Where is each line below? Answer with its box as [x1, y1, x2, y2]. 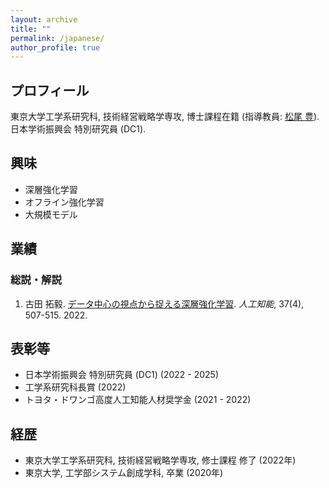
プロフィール [10, 82, 90, 99]
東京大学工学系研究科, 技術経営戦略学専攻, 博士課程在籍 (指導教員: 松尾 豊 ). [10, 111, 320, 123]
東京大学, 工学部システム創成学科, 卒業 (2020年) [24, 467, 224, 479]
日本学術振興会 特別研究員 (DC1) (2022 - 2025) [24, 369, 220, 381]
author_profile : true [10, 42, 101, 53]
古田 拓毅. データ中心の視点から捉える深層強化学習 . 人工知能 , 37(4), [24, 297, 305, 310]
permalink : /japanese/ [10, 33, 105, 43]
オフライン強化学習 [24, 196, 105, 208]
